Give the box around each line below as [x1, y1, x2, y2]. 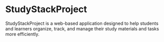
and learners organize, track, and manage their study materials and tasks [5, 25, 159, 31]
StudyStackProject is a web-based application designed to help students [5, 20, 159, 26]
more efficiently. [5, 31, 40, 37]
